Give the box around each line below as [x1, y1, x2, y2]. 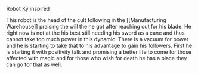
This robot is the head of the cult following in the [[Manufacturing [6, 17, 167, 23]
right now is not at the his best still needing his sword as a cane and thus [6, 29, 185, 36]
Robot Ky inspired [6, 5, 50, 12]
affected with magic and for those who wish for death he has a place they [6, 55, 187, 61]
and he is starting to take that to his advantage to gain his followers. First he [6, 42, 193, 49]
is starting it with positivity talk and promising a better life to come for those [6, 48, 192, 55]
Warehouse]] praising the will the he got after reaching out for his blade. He [6, 23, 192, 30]
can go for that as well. [6, 61, 63, 68]
